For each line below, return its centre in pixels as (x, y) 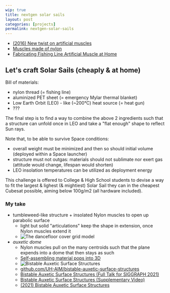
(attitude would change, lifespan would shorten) (63, 165)
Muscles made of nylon (37, 49)
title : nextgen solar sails (35, 15)
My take (16, 204)
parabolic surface (31, 220)
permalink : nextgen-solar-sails (39, 29)
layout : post (19, 19)
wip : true (16, 10)
